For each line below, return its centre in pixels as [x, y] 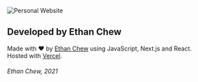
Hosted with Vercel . [35, 55]
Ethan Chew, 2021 [32, 71]
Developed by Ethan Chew [64, 32]
